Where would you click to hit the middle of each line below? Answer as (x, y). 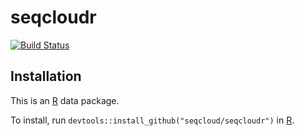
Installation (46, 76)
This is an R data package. (65, 100)
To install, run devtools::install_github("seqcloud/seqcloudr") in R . (152, 120)
